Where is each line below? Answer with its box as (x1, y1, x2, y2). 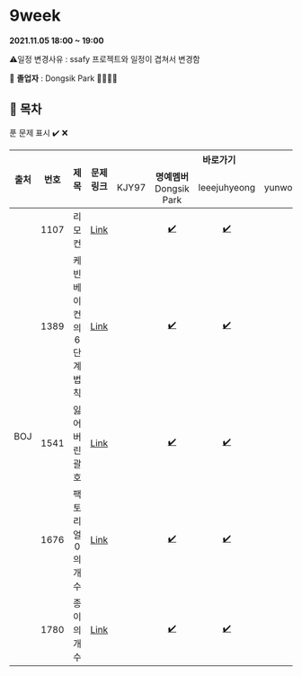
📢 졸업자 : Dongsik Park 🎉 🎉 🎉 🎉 (9, 73, 119, 84)
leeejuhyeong (198, 181, 256, 193)
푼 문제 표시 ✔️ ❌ (9, 127, 68, 138)
